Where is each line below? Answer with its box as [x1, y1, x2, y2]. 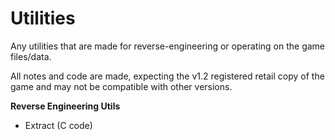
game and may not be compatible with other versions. [10, 80, 233, 92]
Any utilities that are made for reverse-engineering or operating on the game [10, 40, 326, 52]
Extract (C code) [24, 119, 93, 131]
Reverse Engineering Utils [10, 100, 121, 112]
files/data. [10, 50, 52, 62]
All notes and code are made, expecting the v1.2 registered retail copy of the [10, 70, 325, 82]
